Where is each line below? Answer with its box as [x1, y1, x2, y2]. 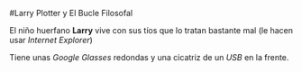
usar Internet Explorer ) [9, 35, 93, 45]
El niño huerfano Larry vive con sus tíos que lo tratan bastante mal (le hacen [9, 25, 294, 35]
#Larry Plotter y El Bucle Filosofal [9, 8, 133, 18]
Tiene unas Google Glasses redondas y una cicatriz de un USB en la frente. [9, 52, 289, 62]
